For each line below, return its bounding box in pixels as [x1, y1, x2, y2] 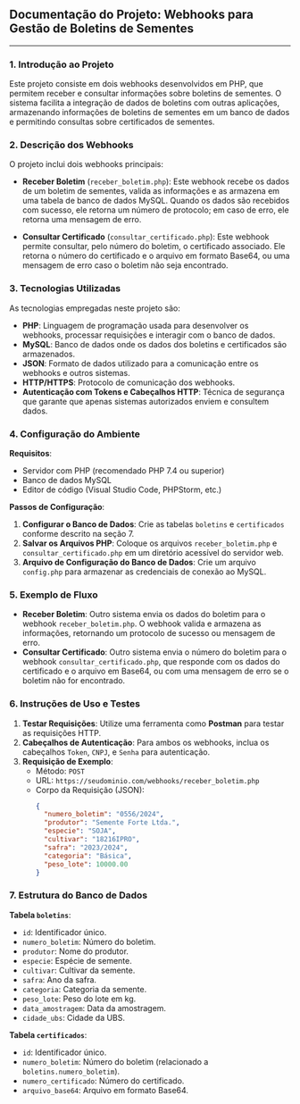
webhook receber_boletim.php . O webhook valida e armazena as [21, 618, 262, 629]
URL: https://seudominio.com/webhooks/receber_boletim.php [35, 774, 261, 785]
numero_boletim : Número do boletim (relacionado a [21, 1056, 209, 1066]
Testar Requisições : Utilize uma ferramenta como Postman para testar [21, 718, 285, 729]
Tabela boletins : [9, 909, 71, 920]
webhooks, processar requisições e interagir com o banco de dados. [21, 330, 276, 340]
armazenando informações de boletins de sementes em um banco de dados [9, 107, 290, 118]
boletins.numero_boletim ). [21, 1066, 121, 1076]
